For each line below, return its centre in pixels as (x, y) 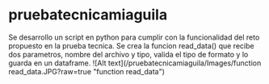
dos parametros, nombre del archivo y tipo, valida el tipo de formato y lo (128, 54)
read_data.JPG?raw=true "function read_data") (87, 71)
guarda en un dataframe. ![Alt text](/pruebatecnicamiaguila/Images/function (135, 63)
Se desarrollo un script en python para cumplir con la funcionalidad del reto (134, 37)
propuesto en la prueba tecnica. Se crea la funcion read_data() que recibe (131, 45)
